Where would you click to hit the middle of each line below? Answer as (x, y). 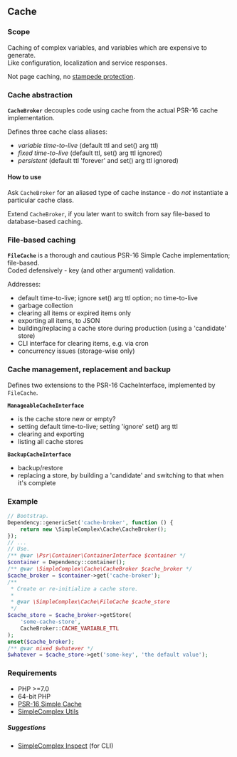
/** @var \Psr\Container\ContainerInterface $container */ (97, 556)
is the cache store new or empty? (67, 418)
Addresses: (24, 285)
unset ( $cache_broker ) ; (41, 642)
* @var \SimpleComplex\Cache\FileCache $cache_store (90, 602)
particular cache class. (41, 200)
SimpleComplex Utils (48, 711)
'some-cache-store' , (51, 622)
